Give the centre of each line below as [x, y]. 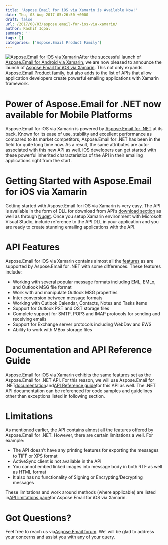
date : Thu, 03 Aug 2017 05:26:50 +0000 [47, 15]
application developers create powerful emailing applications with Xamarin [82, 78]
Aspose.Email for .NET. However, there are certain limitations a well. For [79, 435]
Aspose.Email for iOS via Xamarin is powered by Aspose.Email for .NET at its [84, 128]
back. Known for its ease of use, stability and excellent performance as [78, 134]
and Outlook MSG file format [42, 287]
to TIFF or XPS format [35, 456]
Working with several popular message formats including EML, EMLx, [84, 282]
